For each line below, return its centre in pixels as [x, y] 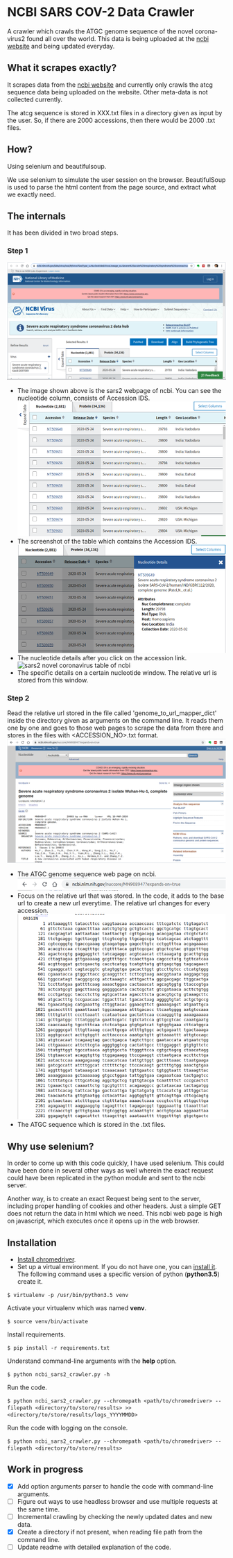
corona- [206, 31]
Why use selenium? [51, 1146]
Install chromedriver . [46, 1259]
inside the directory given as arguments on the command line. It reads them [115, 721]
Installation [32, 1242]
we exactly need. [32, 194]
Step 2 [18, 698]
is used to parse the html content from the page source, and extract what [112, 187]
